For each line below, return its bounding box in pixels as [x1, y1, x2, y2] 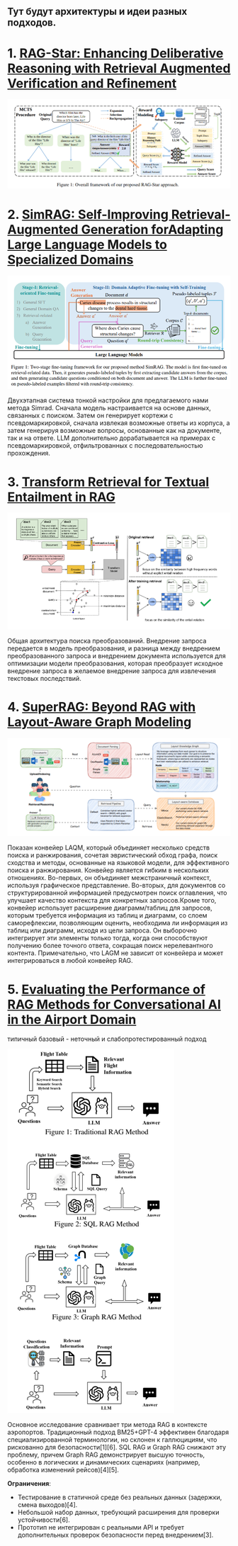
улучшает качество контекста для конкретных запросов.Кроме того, [7, 896, 217, 905]
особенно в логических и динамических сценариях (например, [7, 1458, 200, 1467]
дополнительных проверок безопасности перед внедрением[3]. [17, 1530, 214, 1540]
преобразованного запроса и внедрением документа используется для [7, 651, 226, 660]
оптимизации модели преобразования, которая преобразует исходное [7, 659, 223, 667]
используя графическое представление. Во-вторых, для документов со [7, 881, 226, 890]
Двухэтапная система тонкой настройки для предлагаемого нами [7, 396, 209, 405]
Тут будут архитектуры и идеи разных [7, 6, 188, 18]
